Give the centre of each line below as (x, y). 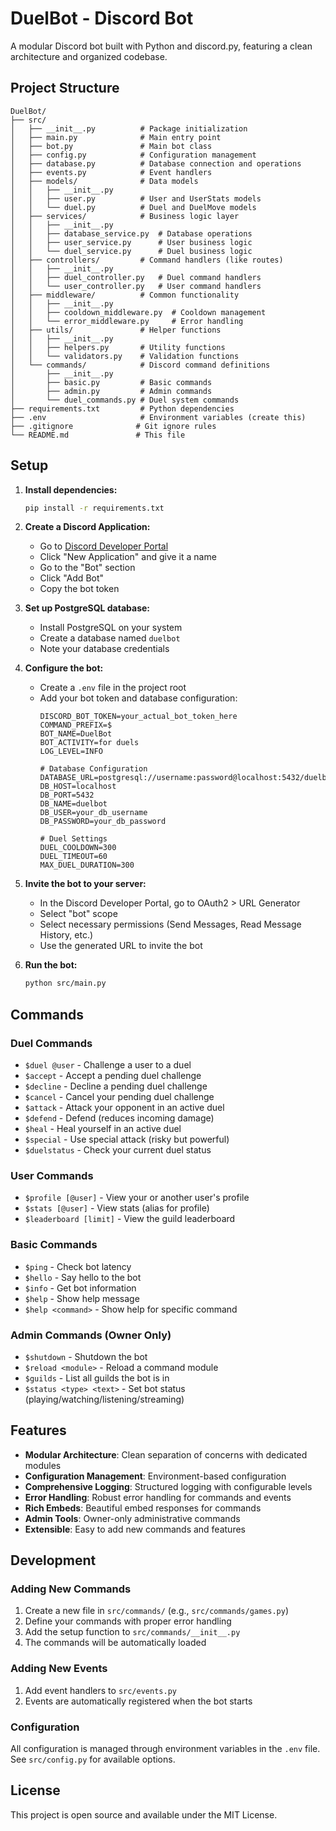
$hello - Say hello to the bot (83, 1277)
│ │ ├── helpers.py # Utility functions (118, 347)
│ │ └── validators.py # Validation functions (125, 356)
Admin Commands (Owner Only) (91, 1335)
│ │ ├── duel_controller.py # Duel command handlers (136, 277)
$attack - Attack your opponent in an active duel (124, 1107)
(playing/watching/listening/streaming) (104, 1399)
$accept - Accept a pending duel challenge (113, 1075)
